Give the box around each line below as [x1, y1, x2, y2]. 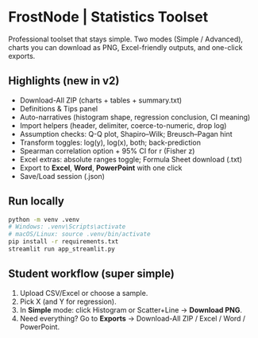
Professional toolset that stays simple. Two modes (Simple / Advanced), [8, 34, 244, 44]
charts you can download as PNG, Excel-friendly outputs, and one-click [8, 42, 243, 52]
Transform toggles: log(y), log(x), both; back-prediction [19, 138, 201, 147]
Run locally [8, 195, 65, 208]
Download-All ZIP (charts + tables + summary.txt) [19, 95, 183, 105]
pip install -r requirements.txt [8, 238, 119, 246]
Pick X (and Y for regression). [19, 297, 117, 306]
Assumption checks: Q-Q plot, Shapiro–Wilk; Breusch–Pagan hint [19, 129, 233, 138]
